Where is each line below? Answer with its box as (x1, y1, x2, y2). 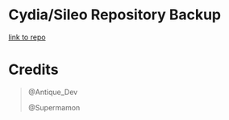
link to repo (8, 32, 46, 42)
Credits (8, 60, 59, 79)
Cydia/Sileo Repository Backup (8, 6, 222, 24)
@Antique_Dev (27, 87, 78, 97)
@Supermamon (27, 102, 81, 112)
